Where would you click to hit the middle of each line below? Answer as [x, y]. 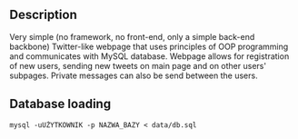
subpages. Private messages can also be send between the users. [134, 75]
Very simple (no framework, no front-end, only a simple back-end [132, 36]
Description [43, 15]
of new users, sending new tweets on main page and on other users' [138, 65]
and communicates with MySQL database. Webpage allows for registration [149, 56]
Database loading [60, 104]
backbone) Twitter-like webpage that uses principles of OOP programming [149, 46]
